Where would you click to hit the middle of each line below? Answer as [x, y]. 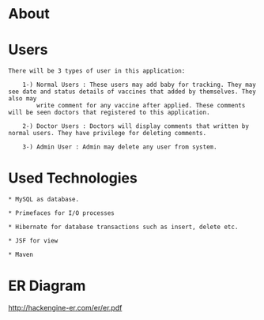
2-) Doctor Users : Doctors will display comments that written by [136, 126]
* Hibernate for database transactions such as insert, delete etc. [123, 227]
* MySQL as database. [44, 200]
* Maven [21, 255]
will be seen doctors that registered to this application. [109, 113]
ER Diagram [47, 286]
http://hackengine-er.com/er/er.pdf [65, 308]
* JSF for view [33, 241]
